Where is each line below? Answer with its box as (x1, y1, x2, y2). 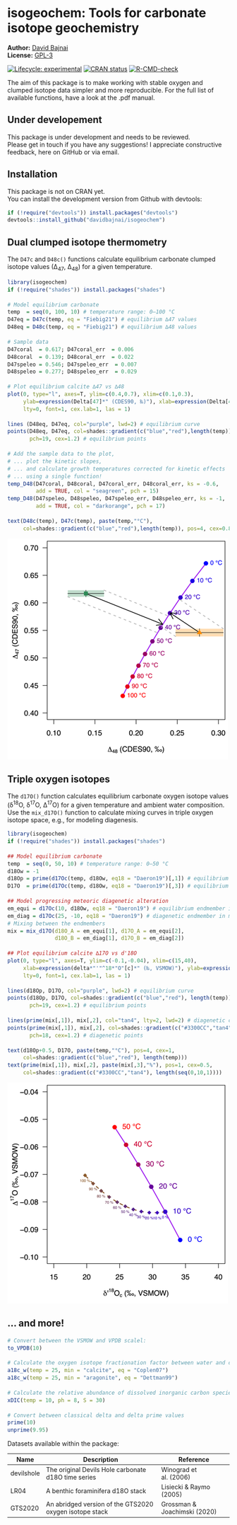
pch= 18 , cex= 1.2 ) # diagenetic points (29, 1032, 143, 1039)
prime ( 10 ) (7, 1419, 37, 1427)
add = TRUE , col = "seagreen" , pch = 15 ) (35, 488, 159, 495)
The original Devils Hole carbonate (45, 1465, 147, 1473)
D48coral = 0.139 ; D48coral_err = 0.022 (7, 353, 134, 360)
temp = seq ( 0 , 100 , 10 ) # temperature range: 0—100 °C (7, 309, 175, 316)
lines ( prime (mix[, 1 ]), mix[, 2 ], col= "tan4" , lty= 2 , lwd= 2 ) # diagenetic (7, 1017, 226, 1024)
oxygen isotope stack (45, 1507, 108, 1516)
